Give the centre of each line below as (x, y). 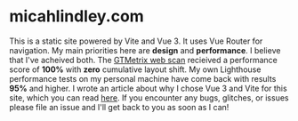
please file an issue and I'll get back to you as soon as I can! (119, 107)
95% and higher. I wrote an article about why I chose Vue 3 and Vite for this (148, 88)
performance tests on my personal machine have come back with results (143, 78)
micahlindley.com (77, 16)
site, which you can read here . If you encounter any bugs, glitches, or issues (149, 97)
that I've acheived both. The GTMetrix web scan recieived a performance (144, 60)
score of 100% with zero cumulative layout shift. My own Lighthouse (135, 69)
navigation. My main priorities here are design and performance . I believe (145, 50)
